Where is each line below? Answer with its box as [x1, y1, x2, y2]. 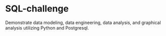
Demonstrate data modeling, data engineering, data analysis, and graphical [5, 19, 161, 25]
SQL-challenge [5, 3, 69, 14]
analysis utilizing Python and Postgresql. [5, 24, 89, 30]
